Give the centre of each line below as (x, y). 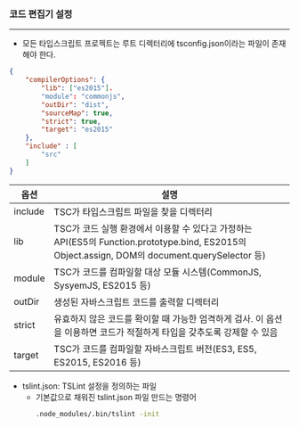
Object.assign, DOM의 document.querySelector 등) (160, 255)
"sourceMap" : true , (77, 113)
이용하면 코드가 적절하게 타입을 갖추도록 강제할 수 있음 (171, 332)
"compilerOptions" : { (65, 80)
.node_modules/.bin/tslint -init (97, 414)
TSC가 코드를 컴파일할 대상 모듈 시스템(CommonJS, (158, 272)
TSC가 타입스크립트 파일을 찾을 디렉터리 (133, 211)
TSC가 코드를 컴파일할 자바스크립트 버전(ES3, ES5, (155, 349)
